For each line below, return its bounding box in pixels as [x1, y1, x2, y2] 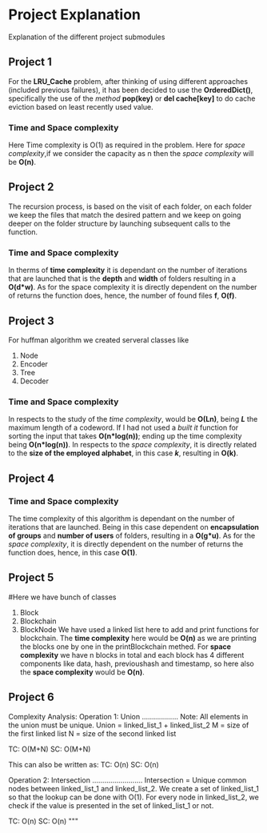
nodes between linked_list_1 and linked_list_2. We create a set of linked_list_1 [8, 783, 260, 793]
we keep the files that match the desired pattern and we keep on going [8, 210, 241, 219]
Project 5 [8, 571, 54, 585]
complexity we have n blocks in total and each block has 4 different [19, 650, 245, 659]
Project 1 [8, 55, 52, 69]
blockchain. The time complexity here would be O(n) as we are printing [19, 633, 257, 643]
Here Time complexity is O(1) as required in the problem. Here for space [8, 140, 245, 150]
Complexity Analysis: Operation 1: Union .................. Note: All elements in [8, 711, 249, 721]
